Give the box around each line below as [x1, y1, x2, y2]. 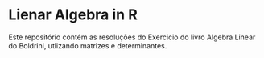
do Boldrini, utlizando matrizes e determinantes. [8, 40, 167, 50]
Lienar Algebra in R [8, 6, 138, 24]
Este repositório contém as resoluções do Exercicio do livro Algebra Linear [8, 32, 256, 42]
